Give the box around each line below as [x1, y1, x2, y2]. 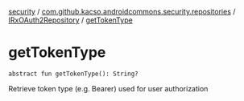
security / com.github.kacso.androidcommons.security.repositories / [8, 7, 236, 16]
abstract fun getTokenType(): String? [8, 70, 139, 78]
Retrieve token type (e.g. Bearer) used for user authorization [8, 83, 209, 93]
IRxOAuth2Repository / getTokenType [8, 15, 133, 25]
